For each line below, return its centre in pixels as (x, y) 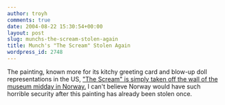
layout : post (26, 33)
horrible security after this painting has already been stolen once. (100, 93)
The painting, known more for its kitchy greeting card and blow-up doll (107, 71)
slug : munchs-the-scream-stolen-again (63, 39)
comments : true (29, 20)
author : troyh (28, 13)
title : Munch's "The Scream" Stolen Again (69, 46)
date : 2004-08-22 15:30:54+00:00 (55, 26)
